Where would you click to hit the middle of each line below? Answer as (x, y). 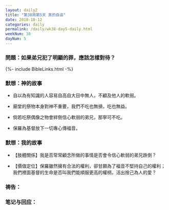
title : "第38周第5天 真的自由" (36, 15)
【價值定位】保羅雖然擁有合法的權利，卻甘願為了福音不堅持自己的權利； (89, 166)
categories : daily (25, 24)
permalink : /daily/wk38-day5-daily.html (49, 29)
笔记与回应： (21, 202)
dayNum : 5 (16, 39)
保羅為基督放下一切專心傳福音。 (46, 128)
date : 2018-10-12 (24, 20)
